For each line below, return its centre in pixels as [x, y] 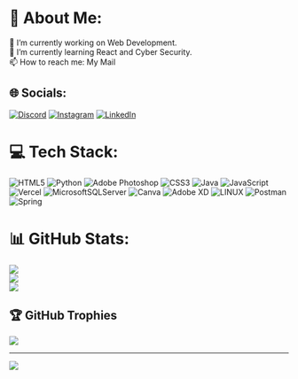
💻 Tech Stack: [64, 152]
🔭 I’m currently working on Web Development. [93, 43]
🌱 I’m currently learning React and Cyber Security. [101, 51]
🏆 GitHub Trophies [63, 316]
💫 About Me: [56, 18]
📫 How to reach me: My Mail [63, 62]
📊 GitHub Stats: [70, 239]
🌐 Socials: [38, 93]
